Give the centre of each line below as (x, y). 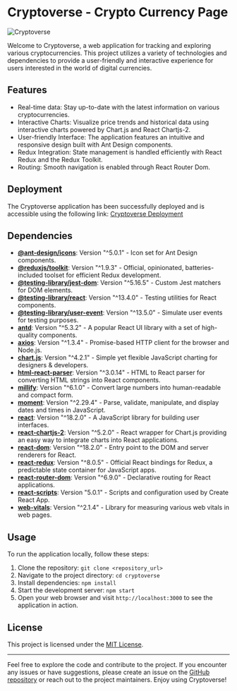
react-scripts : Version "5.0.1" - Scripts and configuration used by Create (123, 493)
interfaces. (33, 425)
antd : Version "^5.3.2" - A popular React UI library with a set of (109, 328)
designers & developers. (53, 365)
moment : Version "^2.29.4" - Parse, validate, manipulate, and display (118, 403)
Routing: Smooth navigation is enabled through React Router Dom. (114, 167)
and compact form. (45, 395)
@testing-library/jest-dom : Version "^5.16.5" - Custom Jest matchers (119, 283)
